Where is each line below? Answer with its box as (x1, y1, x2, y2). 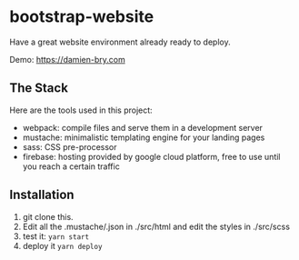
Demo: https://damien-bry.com (9, 54, 125, 65)
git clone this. (22, 211, 75, 222)
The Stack (9, 80, 68, 96)
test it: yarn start (22, 230, 89, 242)
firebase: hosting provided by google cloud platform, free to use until (22, 151, 281, 162)
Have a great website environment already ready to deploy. (9, 36, 231, 47)
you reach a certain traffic (22, 161, 120, 172)
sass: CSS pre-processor (22, 141, 117, 152)
